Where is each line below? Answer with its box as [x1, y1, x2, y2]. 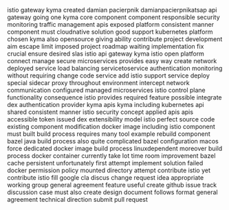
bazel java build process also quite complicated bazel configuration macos [7, 137, 219, 145]
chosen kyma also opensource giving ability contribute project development [7, 35, 223, 43]
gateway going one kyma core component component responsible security [7, 13, 220, 21]
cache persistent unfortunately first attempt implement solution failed [7, 159, 204, 167]
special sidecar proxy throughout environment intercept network [7, 79, 190, 86]
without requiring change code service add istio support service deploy [7, 71, 210, 80]
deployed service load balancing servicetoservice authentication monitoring [7, 65, 223, 72]
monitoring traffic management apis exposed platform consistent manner [7, 21, 215, 28]
